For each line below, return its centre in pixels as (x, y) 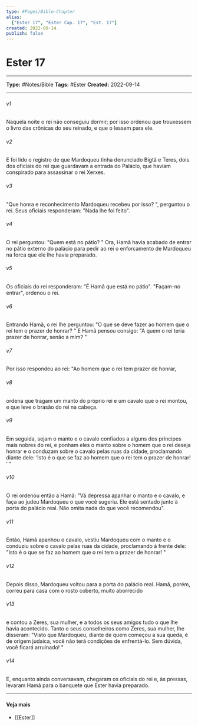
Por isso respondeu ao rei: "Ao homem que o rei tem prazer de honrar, (91, 369)
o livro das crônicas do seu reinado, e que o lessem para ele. (80, 128)
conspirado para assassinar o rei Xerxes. (56, 172)
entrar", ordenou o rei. (33, 293)
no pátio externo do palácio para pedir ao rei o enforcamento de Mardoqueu (99, 248)
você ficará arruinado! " (35, 647)
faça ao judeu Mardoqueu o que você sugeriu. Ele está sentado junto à (92, 502)
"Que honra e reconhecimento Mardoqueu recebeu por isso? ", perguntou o (98, 204)
